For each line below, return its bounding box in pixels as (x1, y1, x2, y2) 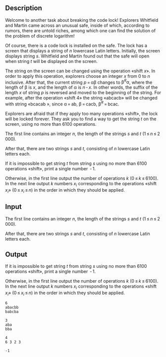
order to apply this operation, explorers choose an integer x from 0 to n (5, 73, 150, 79)
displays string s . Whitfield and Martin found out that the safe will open (5, 53, 150, 59)
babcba (5, 309, 19, 314)
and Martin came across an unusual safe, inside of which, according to (5, 22, 150, 28)
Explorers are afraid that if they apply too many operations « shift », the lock (5, 111, 158, 117)
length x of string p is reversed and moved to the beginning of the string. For (5, 90, 162, 96)
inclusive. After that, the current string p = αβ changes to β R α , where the (5, 78, 153, 85)
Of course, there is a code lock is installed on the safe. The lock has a (5, 42, 148, 49)
